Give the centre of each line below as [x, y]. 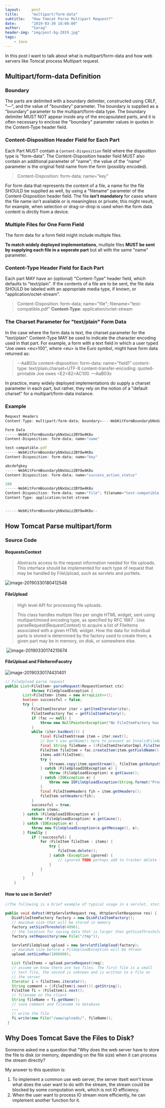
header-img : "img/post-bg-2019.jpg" [42, 32]
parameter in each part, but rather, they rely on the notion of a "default [76, 388]
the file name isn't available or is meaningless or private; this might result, [79, 201]
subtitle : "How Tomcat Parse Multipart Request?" [59, 19]
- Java [21, 42]
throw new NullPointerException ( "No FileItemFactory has [100, 723]
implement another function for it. [46, 1100]
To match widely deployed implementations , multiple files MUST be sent [80, 245]
